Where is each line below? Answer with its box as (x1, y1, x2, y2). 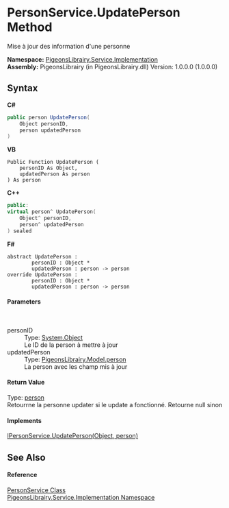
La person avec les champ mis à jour (24, 362, 128, 371)
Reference (7, 471, 38, 479)
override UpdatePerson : (7, 271, 78, 278)
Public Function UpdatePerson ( (7, 159, 99, 166)
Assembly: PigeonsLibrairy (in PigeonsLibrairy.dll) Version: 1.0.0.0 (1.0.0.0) (7, 62, 218, 71)
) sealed (7, 228, 32, 234)
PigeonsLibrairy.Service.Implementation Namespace (7, 493, 155, 501)
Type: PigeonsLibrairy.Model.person (24, 355, 126, 363)
